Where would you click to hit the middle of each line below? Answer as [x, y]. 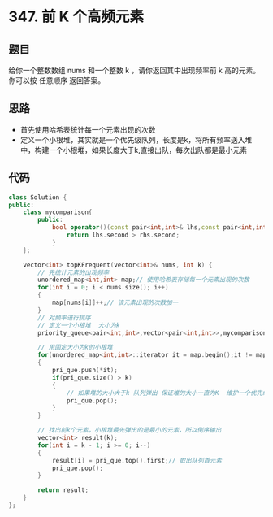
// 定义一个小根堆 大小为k [79, 325]
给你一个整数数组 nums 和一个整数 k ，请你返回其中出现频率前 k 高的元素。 [134, 70]
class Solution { [38, 197]
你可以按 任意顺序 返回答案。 [57, 80]
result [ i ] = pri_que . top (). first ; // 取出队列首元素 [136, 460]
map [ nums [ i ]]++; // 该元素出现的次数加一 [115, 302]
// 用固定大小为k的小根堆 [75, 348]
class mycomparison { [58, 212]
